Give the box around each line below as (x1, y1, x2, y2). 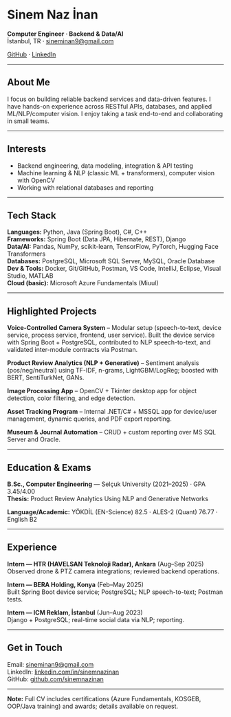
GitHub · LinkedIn (7, 50, 56, 58)
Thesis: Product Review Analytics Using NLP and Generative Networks (7, 495, 208, 503)
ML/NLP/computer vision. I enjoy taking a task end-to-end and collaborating (7, 109, 223, 118)
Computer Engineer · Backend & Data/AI (7, 30, 124, 38)
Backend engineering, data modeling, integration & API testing (16, 162, 194, 170)
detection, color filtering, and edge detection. (7, 394, 135, 402)
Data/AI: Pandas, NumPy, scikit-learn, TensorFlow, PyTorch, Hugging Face (7, 243, 219, 251)
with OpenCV (16, 176, 56, 184)
